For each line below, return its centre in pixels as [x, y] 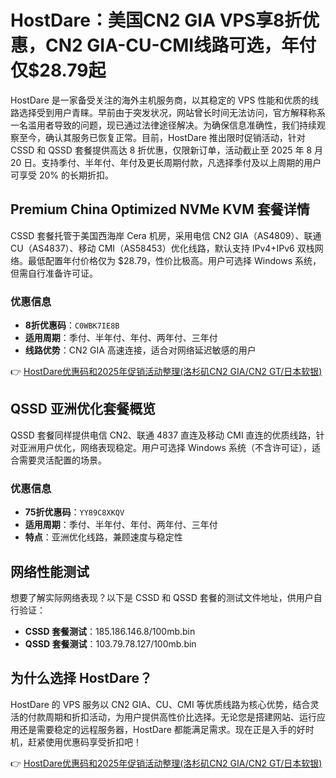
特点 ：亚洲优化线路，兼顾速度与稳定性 [103, 537]
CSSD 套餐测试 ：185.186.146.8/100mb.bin [110, 631]
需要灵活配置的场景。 [62, 460]
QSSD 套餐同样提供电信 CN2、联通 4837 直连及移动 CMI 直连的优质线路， [163, 435]
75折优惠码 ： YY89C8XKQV [74, 512]
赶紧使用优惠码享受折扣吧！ [84, 742]
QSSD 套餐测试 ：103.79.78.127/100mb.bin [110, 643]
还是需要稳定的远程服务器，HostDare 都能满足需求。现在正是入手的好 [162, 729]
